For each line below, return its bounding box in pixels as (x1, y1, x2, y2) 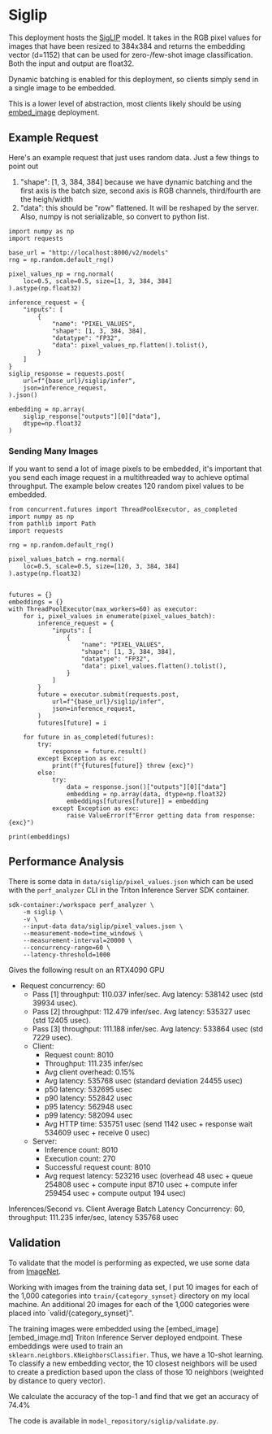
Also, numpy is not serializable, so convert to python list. (19, 211, 209, 221)
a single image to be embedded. (8, 83, 116, 93)
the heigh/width (19, 194, 73, 204)
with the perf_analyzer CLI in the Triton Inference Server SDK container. (8, 885, 250, 895)
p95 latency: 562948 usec (44, 1101, 133, 1111)
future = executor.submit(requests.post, (37, 691, 180, 699)
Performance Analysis (8, 855, 124, 869)
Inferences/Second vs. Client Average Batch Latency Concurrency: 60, (8, 1204, 245, 1214)
